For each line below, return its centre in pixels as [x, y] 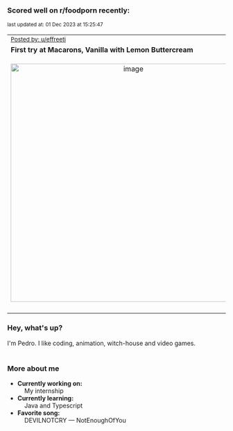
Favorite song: [38, 413]
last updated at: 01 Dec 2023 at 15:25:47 [55, 25]
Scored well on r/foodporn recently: [69, 10]
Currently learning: [45, 398]
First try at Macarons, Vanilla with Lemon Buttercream [102, 50]
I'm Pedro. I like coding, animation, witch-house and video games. [102, 343]
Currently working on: [50, 383]
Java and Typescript [53, 405]
